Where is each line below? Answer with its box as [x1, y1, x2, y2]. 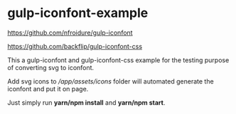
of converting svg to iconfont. [7, 63, 95, 72]
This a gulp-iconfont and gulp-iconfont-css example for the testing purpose [7, 55, 230, 64]
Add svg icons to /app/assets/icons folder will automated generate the [7, 76, 215, 86]
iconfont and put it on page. [7, 84, 89, 93]
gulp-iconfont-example [7, 5, 149, 21]
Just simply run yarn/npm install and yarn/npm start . [7, 98, 166, 107]
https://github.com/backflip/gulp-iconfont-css [7, 42, 143, 50]
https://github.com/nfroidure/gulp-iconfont [7, 28, 133, 37]
